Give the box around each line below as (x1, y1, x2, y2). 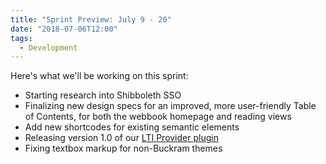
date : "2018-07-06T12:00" (10, 24, 118, 34)
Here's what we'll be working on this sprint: (10, 70, 189, 82)
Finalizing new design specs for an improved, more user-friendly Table (24, 100, 317, 112)
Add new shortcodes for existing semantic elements (24, 121, 240, 133)
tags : (10, 33, 33, 43)
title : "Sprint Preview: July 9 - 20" (10, 14, 172, 25)
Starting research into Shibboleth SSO (24, 89, 182, 101)
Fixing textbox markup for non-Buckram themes (24, 142, 223, 155)
